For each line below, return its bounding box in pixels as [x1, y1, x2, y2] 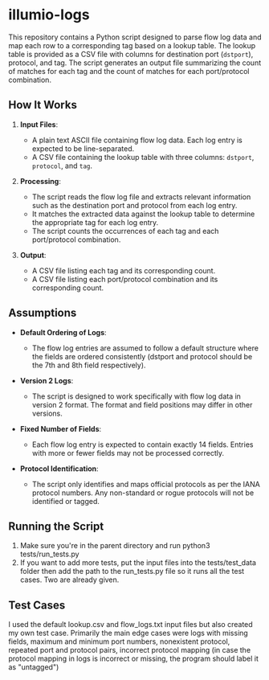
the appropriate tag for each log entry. [31, 217, 159, 227]
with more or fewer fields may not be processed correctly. [31, 448, 225, 457]
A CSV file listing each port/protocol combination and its [31, 274, 218, 284]
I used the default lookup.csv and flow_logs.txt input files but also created [8, 620, 253, 629]
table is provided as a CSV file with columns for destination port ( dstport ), [8, 49, 254, 59]
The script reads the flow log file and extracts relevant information [31, 191, 251, 202]
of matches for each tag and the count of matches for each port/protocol [8, 66, 250, 76]
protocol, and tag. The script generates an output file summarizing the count [8, 58, 262, 68]
